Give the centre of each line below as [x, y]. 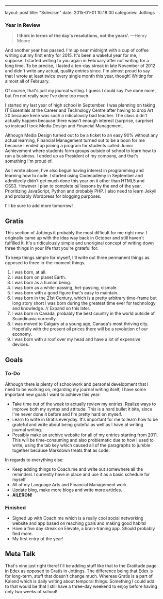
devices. [21, 344]
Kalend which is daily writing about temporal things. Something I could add [80, 581]
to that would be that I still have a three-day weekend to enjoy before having [81, 586]
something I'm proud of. [29, 161]
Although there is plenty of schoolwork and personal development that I [77, 384]
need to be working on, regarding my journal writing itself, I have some [76, 389]
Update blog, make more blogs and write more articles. [67, 490]
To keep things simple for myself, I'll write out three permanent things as [77, 257]
